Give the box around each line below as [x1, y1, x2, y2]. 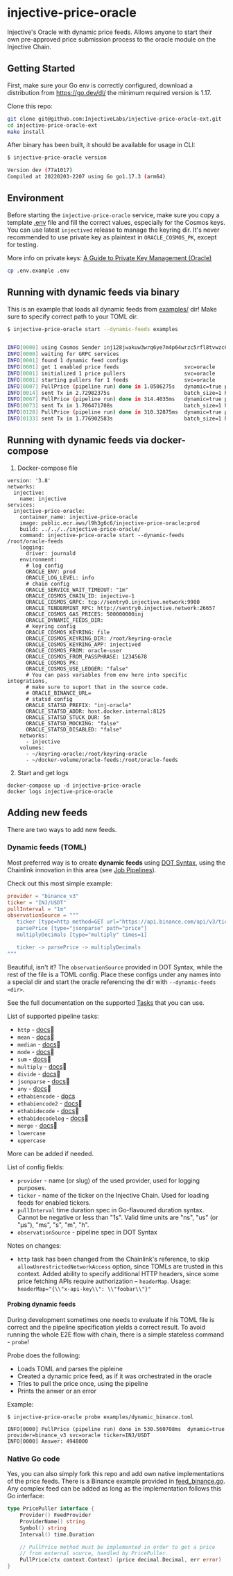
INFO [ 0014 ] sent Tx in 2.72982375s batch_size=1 [7, 389, 222, 396]
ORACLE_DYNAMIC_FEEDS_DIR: [25, 616, 104, 624]
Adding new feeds [7, 807, 88, 819]
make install [7, 128, 45, 135]
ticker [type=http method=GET [16, 918, 104, 926]
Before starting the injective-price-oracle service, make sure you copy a [7, 210, 220, 219]
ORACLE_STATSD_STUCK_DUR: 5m [25, 713, 110, 721]
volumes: [19, 744, 45, 751]
